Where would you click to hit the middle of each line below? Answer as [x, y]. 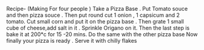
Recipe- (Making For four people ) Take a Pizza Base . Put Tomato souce [97, 9]
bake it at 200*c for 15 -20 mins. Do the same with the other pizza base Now [102, 34]
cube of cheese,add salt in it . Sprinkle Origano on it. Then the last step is [98, 28]
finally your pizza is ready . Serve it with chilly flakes [72, 41]
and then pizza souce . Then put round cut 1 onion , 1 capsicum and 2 [93, 15]
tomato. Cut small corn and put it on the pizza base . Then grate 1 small [95, 21]
